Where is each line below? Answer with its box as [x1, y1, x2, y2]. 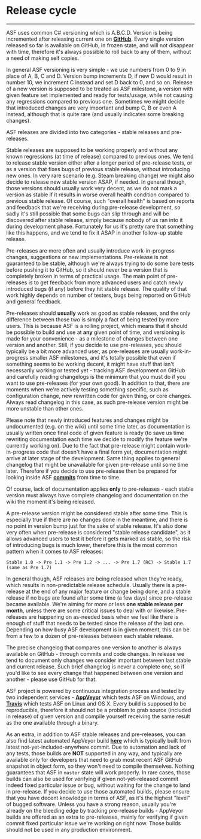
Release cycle [6, 4, 77, 17]
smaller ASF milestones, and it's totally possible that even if [29, 354, 176, 361]
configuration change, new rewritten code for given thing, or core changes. [6, 392, 192, 399]
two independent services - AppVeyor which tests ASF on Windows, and [6, 694, 187, 701]
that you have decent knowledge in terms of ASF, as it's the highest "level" [6, 794, 190, 801]
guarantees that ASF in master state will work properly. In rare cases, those [6, 768, 191, 776]
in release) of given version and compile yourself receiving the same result [6, 713, 190, 720]
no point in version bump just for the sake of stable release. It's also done [6, 522, 187, 530]
